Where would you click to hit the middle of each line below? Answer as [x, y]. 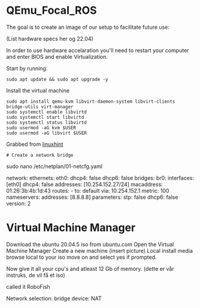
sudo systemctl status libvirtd [46, 122]
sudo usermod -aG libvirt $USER [46, 133]
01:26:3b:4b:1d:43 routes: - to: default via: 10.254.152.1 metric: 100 [88, 190]
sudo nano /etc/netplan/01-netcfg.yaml [54, 166]
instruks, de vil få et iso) [36, 275]
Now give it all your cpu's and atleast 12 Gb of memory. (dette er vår [90, 268]
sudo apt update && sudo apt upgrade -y [57, 79]
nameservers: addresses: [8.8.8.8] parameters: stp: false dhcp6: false [92, 197]
